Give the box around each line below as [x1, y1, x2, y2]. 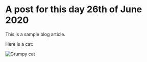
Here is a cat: [5, 41, 33, 47]
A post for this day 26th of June [5, 4, 142, 15]
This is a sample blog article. [5, 31, 65, 37]
